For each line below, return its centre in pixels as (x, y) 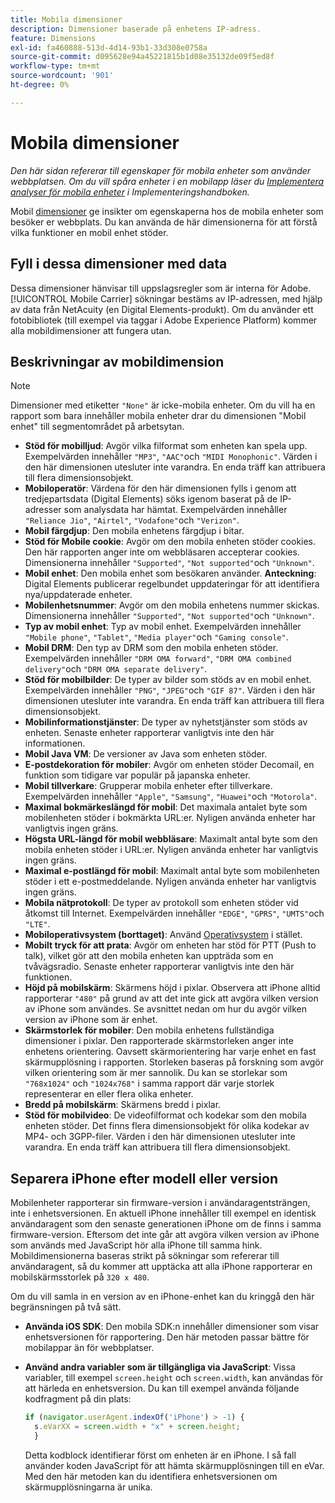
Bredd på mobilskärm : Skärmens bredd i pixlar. (123, 1105)
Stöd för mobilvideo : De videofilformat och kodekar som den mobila (165, 1115)
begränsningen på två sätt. (66, 1307)
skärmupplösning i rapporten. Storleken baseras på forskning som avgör (174, 1062)
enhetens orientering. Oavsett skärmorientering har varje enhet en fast (170, 1052)
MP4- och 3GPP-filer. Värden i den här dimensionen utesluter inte (160, 1137)
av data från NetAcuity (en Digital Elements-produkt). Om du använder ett (162, 309)
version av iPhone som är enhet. (91, 1020)
